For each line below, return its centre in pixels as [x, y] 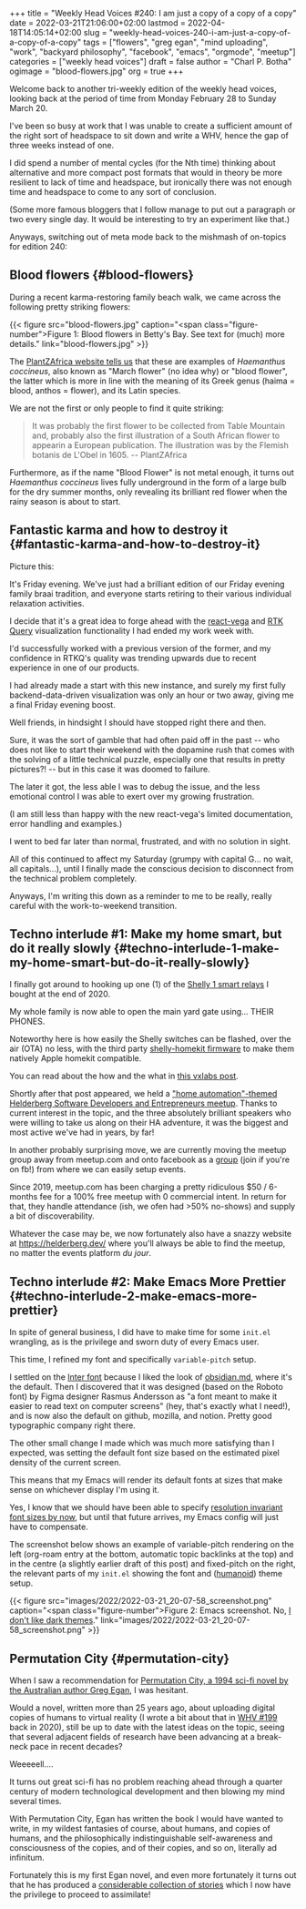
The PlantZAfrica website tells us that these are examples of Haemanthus [148, 361]
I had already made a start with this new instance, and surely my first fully [148, 685]
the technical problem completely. [73, 878]
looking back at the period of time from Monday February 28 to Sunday [143, 98]
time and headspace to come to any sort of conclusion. [113, 192]
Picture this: [32, 566]
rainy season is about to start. [65, 501]
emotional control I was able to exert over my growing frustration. [132, 796]
